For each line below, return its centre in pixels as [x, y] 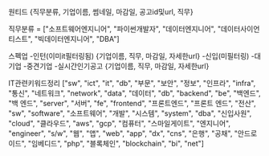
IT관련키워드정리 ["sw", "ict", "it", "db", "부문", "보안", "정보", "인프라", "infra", [132, 83]
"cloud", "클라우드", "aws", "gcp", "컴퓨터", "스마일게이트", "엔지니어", [120, 123]
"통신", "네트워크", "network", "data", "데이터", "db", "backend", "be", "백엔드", [134, 93]
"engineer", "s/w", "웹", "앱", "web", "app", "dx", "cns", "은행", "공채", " [123, 133]
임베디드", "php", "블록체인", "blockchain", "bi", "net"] [118, 144]
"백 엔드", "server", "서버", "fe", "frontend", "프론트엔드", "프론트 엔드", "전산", [132, 103]
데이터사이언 [240, 29]
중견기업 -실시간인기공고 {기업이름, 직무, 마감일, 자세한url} [118, 66]
